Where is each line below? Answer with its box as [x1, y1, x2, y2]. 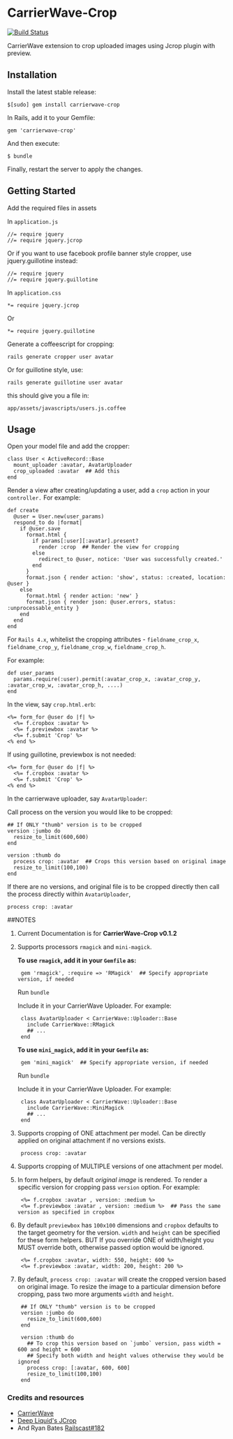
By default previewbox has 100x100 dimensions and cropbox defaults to [17, 1221, 218, 1230]
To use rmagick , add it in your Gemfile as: [17, 956, 137, 964]
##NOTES [7, 916, 36, 924]
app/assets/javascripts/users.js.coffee [7, 405, 127, 412]
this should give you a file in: [7, 391, 89, 399]
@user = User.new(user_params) [13, 513, 105, 521]
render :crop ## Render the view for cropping [38, 544, 179, 551]
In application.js [7, 217, 59, 225]
